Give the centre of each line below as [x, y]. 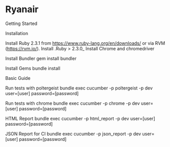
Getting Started [21, 23]
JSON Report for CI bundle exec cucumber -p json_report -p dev [73, 134]
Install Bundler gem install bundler [41, 58]
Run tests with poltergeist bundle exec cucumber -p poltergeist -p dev [79, 88]
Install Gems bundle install [33, 68]
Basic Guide [18, 78]
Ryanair [22, 9]
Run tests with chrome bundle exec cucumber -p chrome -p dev [73, 103]
